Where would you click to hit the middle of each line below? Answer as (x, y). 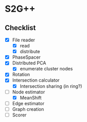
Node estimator (29, 92)
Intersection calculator (36, 80)
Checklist (20, 28)
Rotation (21, 75)
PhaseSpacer (26, 57)
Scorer (19, 115)
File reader (24, 40)
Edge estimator (28, 103)
